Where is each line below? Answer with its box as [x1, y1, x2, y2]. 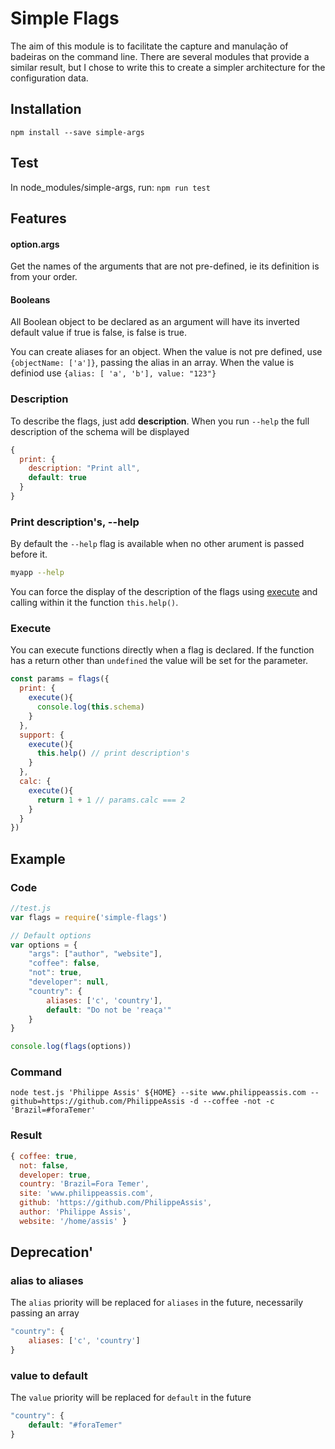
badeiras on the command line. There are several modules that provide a [10, 50, 310, 62]
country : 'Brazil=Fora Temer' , [19, 1179, 150, 1189]
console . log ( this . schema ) [36, 702, 145, 712]
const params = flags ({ [10, 674, 110, 684]
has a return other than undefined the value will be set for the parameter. [10, 655, 309, 667]
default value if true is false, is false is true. [10, 327, 188, 339]
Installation [10, 101, 82, 118]
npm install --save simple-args [10, 127, 145, 137]
